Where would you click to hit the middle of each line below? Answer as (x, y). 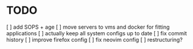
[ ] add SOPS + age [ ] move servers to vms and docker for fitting (88, 27)
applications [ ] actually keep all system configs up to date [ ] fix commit (97, 33)
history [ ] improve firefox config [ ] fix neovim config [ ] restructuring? (94, 39)
